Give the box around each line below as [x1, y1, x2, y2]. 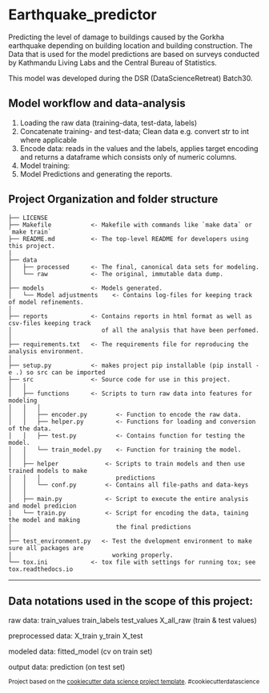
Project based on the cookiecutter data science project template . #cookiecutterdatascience [8, 678, 260, 686]
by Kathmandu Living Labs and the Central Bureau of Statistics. [8, 58, 218, 67]
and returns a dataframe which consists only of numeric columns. [19, 152, 238, 161]
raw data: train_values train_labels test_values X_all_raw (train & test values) [8, 616, 258, 626]
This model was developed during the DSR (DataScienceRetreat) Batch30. [8, 73, 253, 83]
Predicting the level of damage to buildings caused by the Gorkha [8, 32, 225, 42]
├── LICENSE [8, 214, 48, 222]
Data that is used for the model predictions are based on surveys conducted [8, 49, 260, 59]
